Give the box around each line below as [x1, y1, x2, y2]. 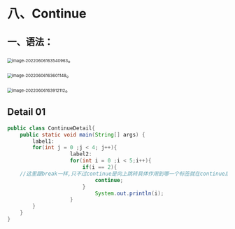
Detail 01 [7, 106, 46, 118]
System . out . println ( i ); [94, 190, 164, 197]
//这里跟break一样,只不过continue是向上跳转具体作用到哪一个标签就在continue [20, 170, 225, 177]
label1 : [32, 137, 55, 145]
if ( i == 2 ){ [82, 164, 117, 171]
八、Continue [7, 6, 87, 22]
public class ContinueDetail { [7, 125, 96, 132]
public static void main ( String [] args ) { [20, 131, 145, 138]
